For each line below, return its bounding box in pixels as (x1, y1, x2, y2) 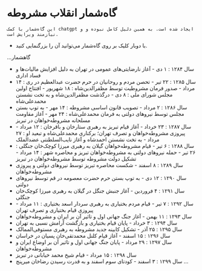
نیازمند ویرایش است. (7, 31, 59, 37)
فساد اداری (15, 71, 41, 78)
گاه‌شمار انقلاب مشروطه (7, 6, 117, 20)
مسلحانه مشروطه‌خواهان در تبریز (15, 116, 91, 124)
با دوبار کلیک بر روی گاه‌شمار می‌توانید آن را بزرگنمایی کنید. (15, 42, 148, 49)
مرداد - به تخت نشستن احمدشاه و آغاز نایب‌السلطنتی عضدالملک (15, 136, 160, 143)
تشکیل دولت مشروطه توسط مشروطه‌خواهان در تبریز (15, 155, 137, 162)
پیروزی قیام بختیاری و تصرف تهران (15, 206, 94, 214)
